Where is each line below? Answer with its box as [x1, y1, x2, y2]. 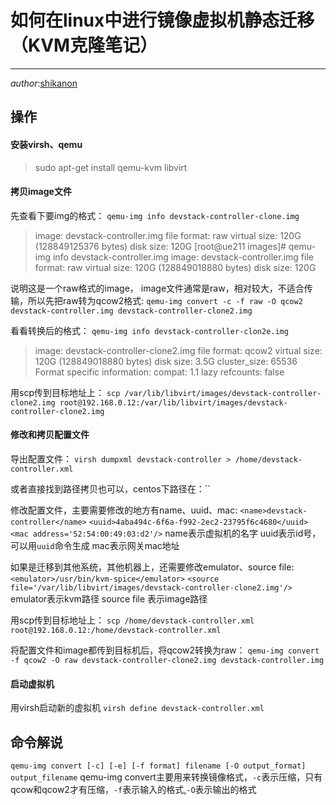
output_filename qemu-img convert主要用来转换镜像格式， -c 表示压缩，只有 [10, 771, 323, 783]
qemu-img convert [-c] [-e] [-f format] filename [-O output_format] [10, 761, 307, 771]
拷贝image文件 [10, 186, 72, 198]
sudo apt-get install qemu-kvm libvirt [34, 161, 188, 173]
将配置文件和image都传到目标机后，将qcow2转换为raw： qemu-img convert [10, 644, 320, 656]
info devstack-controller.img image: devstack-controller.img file [52, 251, 314, 263]
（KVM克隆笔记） [10, 34, 158, 57]
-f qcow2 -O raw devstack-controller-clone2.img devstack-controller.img [10, 655, 325, 665]
